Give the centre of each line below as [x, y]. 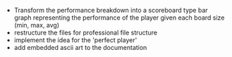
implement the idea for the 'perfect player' [75, 40]
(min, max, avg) [37, 25]
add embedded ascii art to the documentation [80, 47]
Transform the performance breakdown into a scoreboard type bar [111, 10]
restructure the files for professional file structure [85, 32]
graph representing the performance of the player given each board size [119, 18]
